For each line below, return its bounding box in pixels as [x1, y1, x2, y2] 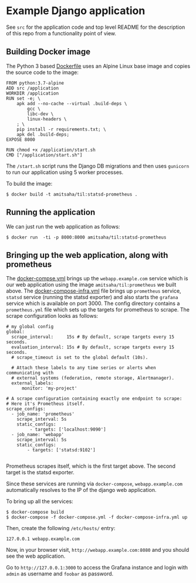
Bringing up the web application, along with [6, 250, 168, 260]
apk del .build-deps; [16, 131, 69, 138]
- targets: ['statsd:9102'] [27, 447, 96, 453]
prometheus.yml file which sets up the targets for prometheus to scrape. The [6, 306, 190, 313]
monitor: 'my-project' [21, 386, 77, 391]
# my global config [6, 324, 54, 330]
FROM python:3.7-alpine [6, 80, 65, 86]
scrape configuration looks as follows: [6, 313, 99, 320]
